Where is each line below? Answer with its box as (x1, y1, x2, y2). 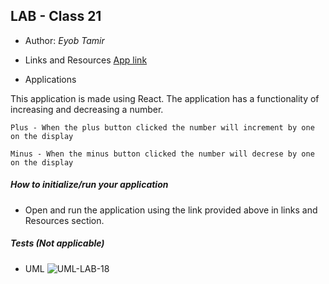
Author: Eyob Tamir (24, 34, 105, 46)
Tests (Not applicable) (10, 237, 105, 249)
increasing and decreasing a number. (10, 103, 164, 115)
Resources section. (24, 214, 105, 226)
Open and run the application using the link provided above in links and (24, 204, 318, 216)
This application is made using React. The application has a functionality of (10, 92, 320, 104)
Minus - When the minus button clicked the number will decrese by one (10, 149, 315, 159)
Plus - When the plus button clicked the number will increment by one (10, 122, 315, 133)
